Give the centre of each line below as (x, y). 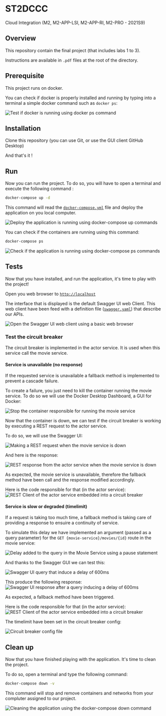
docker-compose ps (24, 242)
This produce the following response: (44, 582)
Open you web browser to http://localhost (50, 294)
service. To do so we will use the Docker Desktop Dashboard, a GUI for (78, 396)
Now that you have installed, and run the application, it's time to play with (80, 279)
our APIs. (14, 314)
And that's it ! (19, 155)
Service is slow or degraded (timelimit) (46, 506)
